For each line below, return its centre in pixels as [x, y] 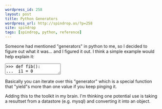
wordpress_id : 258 [24, 10]
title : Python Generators [31, 19]
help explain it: [20, 56]
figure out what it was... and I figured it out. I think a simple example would [80, 51]
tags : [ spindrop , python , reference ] [43, 32]
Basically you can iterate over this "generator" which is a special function [79, 81]
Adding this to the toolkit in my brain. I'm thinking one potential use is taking [81, 96]
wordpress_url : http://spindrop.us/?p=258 [49, 23]
